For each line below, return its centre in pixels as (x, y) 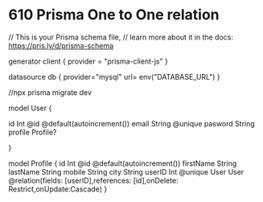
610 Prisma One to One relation (114, 15)
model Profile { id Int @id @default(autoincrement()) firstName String (123, 163)
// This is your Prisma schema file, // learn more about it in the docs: (121, 37)
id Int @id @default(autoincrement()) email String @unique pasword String (131, 123)
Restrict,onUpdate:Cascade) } (58, 189)
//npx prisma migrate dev (50, 92)
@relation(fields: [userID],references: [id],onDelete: (93, 180)
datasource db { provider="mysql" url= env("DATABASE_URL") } (114, 76)
